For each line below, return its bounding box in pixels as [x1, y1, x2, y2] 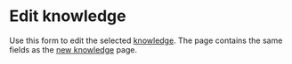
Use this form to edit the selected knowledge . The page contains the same [9, 35, 283, 46]
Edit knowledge [9, 6, 126, 26]
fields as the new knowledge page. [9, 44, 138, 54]
